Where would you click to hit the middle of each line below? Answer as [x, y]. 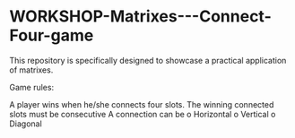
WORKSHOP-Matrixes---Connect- [140, 17]
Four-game [52, 35]
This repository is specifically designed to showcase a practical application [148, 60]
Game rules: [32, 87]
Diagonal [26, 124]
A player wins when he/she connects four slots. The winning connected [142, 104]
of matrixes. [31, 70]
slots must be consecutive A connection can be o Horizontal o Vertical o [143, 114]
